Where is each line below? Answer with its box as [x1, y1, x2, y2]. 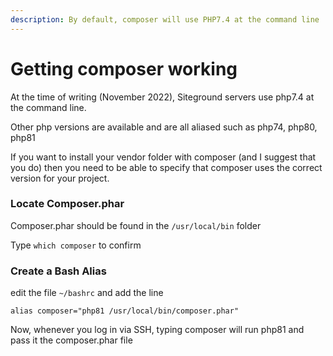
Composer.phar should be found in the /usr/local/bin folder [10, 219, 262, 231]
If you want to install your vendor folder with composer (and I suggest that [10, 151, 317, 163]
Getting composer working [10, 57, 238, 80]
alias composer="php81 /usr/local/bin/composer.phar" [10, 306, 240, 316]
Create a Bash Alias [10, 264, 107, 278]
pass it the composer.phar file [10, 334, 133, 346]
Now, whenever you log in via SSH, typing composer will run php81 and [10, 324, 305, 336]
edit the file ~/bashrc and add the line [10, 287, 164, 299]
